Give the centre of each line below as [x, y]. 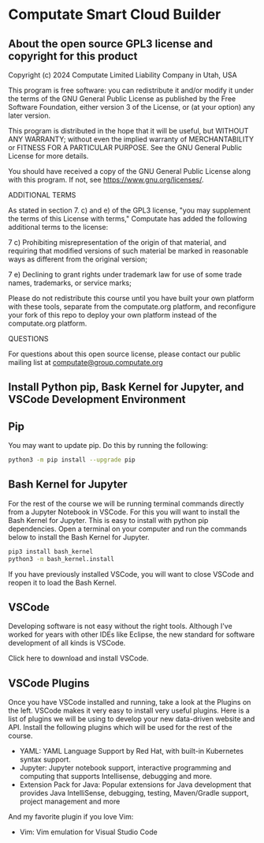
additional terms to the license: [58, 227]
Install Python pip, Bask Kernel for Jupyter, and [126, 388]
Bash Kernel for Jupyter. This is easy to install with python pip [108, 520]
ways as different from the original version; [78, 259]
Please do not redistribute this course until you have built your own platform [131, 298]
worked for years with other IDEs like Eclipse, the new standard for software [132, 634]
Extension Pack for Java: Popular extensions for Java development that [136, 785]
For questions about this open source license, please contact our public [125, 354]
